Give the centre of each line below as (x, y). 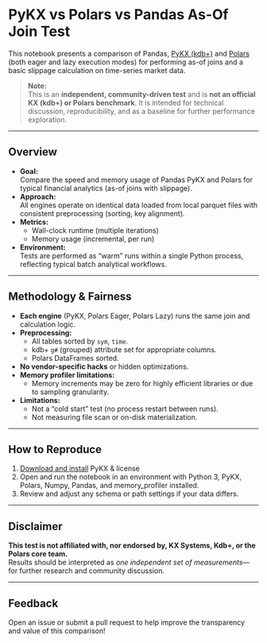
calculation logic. (48, 324)
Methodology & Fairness (70, 297)
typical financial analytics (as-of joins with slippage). (106, 188)
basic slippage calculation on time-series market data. (97, 70)
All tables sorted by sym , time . (80, 341)
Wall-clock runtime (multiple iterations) (95, 230)
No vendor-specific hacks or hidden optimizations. (104, 366)
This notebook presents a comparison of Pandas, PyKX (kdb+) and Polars (129, 53)
